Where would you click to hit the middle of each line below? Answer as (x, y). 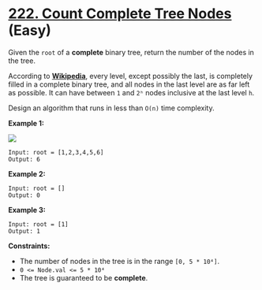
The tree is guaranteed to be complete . (84, 277)
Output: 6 (24, 159)
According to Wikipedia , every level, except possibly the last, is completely (131, 76)
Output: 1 (24, 231)
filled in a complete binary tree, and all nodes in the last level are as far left (129, 84)
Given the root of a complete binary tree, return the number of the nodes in (131, 52)
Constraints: (29, 246)
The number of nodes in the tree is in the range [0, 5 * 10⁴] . (119, 261)
